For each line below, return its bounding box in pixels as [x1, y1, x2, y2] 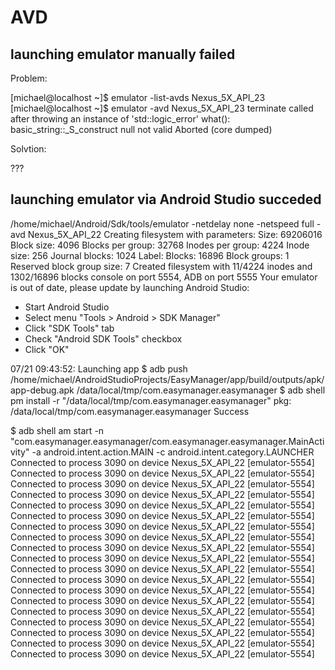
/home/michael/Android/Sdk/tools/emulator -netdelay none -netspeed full [10, 217, 315, 230]
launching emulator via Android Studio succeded [10, 191, 322, 208]
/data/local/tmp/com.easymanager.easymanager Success [10, 405, 250, 417]
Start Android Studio [24, 301, 110, 313]
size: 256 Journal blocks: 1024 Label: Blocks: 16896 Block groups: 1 [10, 249, 290, 261]
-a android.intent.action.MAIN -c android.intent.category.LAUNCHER [31, 446, 315, 458]
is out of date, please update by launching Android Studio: [10, 281, 250, 293]
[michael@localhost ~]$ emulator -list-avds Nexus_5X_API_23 [10, 92, 266, 103]
